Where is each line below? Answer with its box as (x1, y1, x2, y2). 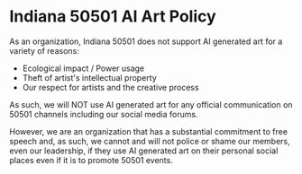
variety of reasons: (9, 45, 79, 56)
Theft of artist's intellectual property (22, 72, 158, 83)
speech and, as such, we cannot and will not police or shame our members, (9, 135, 290, 146)
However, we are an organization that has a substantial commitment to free (9, 126, 288, 136)
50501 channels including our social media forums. (9, 109, 198, 119)
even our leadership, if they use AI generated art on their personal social (9, 145, 279, 156)
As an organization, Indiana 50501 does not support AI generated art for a (9, 36, 283, 47)
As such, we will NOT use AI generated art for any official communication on (9, 99, 293, 109)
